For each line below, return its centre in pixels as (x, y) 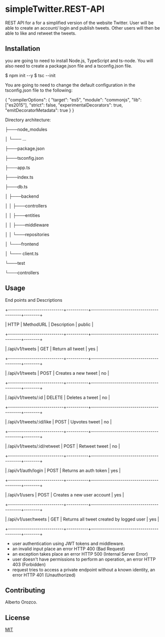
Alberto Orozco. (21, 602)
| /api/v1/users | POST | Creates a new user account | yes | (65, 495)
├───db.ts (16, 186)
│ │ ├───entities (23, 215)
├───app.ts (18, 167)
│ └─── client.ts (22, 253)
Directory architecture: (28, 120)
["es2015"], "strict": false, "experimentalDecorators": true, (64, 105)
